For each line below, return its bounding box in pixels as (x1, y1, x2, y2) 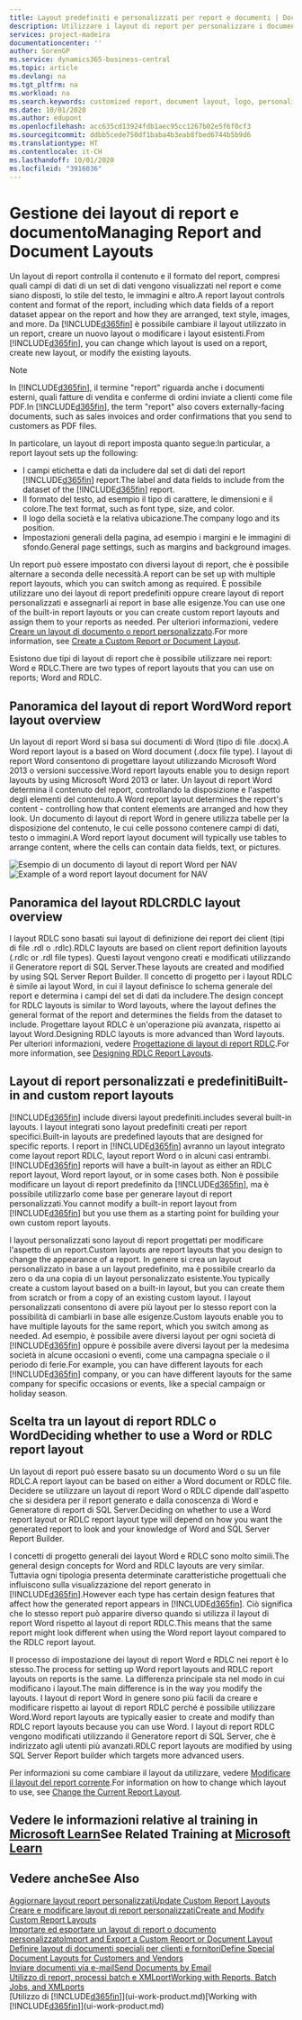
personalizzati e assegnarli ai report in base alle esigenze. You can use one (9, 597, 286, 608)
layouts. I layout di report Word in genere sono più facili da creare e (9, 1692, 259, 1703)
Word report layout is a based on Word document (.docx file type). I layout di (9, 746, 293, 757)
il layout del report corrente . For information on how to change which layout (9, 1777, 287, 1788)
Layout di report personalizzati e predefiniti (9, 1074, 258, 1089)
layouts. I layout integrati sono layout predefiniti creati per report (9, 1121, 247, 1132)
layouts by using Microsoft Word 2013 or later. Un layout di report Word (9, 775, 272, 786)
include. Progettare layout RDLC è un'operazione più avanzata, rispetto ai (9, 1019, 281, 1030)
